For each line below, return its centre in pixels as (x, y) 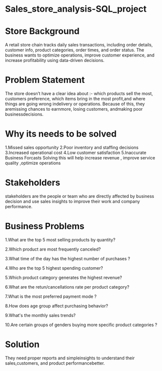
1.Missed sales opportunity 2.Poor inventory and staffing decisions (72, 147)
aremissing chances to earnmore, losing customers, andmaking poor (74, 109)
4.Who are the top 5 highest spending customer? (54, 268)
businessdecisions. (24, 114)
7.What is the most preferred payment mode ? (51, 296)
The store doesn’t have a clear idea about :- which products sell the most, (79, 94)
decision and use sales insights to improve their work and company (72, 201)
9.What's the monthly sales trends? (40, 315)
